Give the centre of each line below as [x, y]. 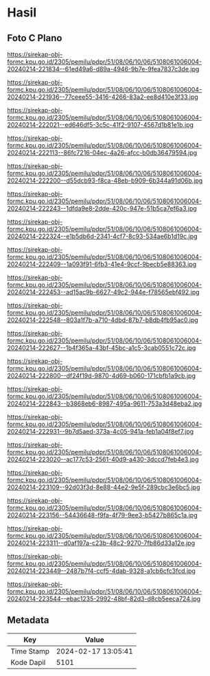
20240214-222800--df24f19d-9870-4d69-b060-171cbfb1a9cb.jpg [101, 376]
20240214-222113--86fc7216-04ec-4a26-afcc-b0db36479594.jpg [102, 153]
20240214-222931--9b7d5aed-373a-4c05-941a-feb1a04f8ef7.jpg [101, 431]
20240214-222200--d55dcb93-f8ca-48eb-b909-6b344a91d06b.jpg [105, 180]
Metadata [28, 620]
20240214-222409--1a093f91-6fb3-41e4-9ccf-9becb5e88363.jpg [102, 264]
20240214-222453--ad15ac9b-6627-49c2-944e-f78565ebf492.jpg [104, 292]
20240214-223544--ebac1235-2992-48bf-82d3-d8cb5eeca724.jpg [104, 599]
